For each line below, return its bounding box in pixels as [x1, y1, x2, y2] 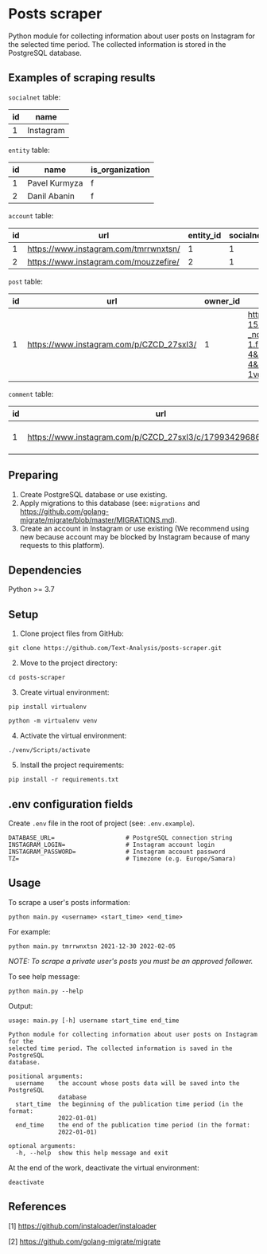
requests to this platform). [19, 540, 105, 550]
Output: [8, 1001, 33, 1010]
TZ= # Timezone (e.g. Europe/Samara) [8, 855, 237, 863]
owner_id [203, 296, 241, 307]
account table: [8, 210, 54, 220]
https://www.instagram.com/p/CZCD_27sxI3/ [27, 339, 197, 350]
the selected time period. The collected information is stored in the [8, 39, 226, 49]
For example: [8, 927, 52, 936]
